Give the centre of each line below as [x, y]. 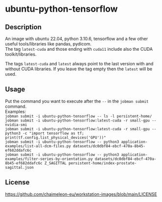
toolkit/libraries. [21, 54]
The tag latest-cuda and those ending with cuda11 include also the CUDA [79, 49]
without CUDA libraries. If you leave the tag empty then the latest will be [79, 69]
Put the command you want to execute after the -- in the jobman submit [77, 101]
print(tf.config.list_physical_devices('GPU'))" [56, 138]
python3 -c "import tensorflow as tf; [45, 133]
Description [23, 27]
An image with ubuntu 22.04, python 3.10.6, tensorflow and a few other [77, 39]
